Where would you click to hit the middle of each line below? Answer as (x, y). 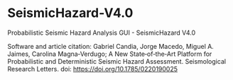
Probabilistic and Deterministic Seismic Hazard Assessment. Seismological (116, 61)
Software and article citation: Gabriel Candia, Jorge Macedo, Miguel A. (111, 46)
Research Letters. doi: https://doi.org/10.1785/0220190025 (93, 69)
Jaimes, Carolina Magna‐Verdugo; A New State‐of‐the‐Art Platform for (110, 54)
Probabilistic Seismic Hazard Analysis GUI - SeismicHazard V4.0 (102, 33)
